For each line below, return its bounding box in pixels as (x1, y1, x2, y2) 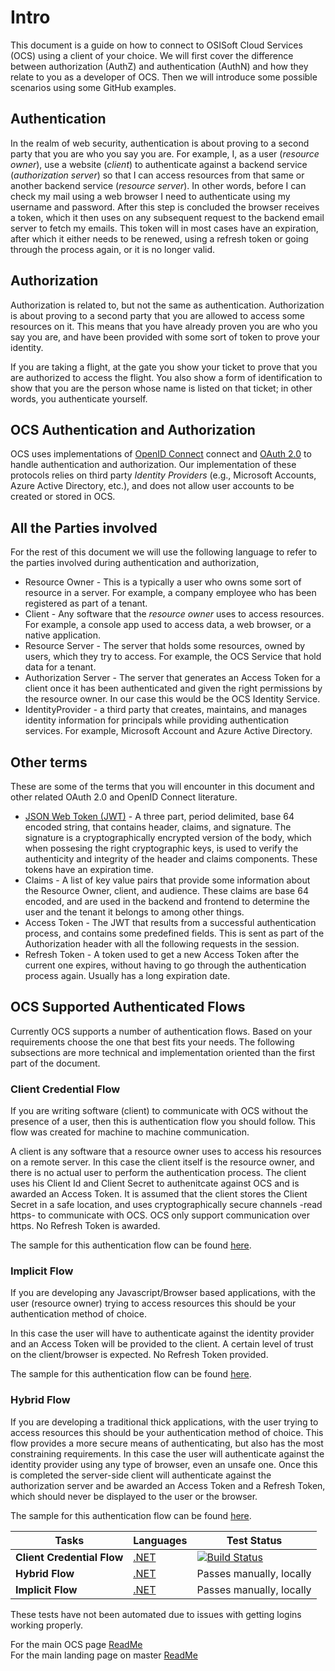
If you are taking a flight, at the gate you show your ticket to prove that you (10, 361, 318, 373)
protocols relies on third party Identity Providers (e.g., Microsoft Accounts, (10, 469, 317, 481)
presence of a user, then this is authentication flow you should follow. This (10, 1116, 316, 1128)
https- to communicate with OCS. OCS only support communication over (10, 1209, 311, 1221)
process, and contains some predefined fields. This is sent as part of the (24, 927, 325, 939)
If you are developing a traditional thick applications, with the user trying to (10, 1416, 319, 1428)
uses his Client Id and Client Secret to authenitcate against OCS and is (10, 1177, 300, 1190)
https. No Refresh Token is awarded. (10, 1220, 161, 1232)
